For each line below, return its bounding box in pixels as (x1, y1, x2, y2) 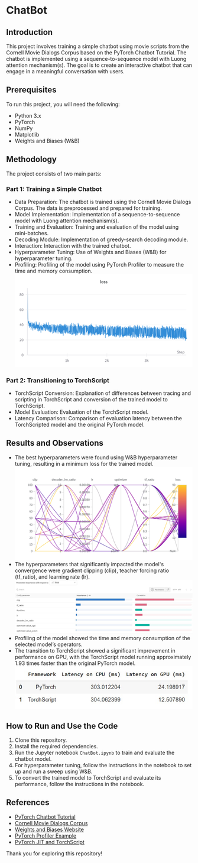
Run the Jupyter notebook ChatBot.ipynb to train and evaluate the (14, 749, 175, 756)
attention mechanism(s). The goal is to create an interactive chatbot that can (6, 61, 193, 69)
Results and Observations (6, 438, 103, 448)
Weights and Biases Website (14, 826, 85, 833)
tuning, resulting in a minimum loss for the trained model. (14, 460, 154, 467)
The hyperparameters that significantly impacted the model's (14, 560, 164, 567)
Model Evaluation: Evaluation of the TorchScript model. (14, 408, 149, 416)
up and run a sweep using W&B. (14, 768, 93, 775)
